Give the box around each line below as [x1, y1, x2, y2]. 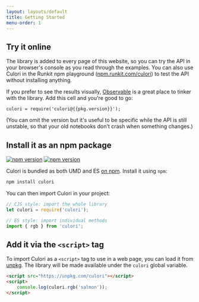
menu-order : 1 [6, 20, 42, 26]
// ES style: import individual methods [6, 217, 108, 223]
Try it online [6, 42, 52, 52]
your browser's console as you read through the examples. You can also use [6, 64, 194, 71]
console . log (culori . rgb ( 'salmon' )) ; [17, 284, 108, 290]
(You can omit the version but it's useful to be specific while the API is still [6, 117, 187, 124]
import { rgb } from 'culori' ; [6, 223, 84, 229]
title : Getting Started [6, 14, 65, 20]
